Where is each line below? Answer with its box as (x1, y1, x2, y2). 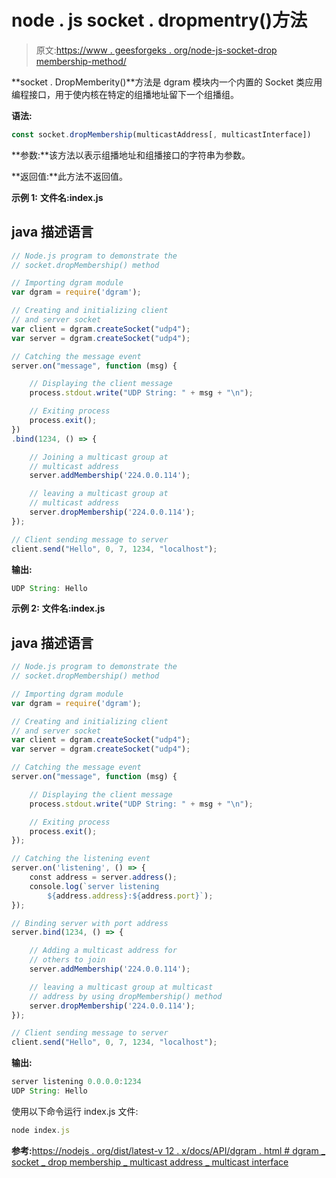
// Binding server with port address (11, 918, 169, 928)
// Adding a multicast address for (29, 946, 178, 956)
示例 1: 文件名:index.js (11, 191, 104, 203)
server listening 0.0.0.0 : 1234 (11, 1077, 142, 1087)
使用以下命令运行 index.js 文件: (11, 1105, 139, 1117)
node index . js (11, 1125, 71, 1135)
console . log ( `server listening (29, 881, 160, 891)
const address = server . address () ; (29, 872, 178, 883)
